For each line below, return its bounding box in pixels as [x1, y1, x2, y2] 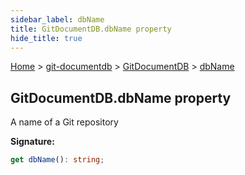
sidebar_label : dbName [10, 14, 105, 25]
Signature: [10, 136, 55, 148]
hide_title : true [10, 33, 83, 43]
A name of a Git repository [10, 116, 119, 128]
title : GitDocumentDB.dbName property [10, 24, 172, 34]
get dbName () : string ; [10, 155, 105, 165]
